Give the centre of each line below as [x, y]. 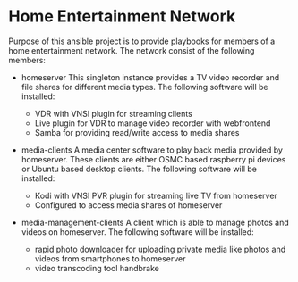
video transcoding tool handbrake [97, 268]
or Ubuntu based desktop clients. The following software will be [139, 169]
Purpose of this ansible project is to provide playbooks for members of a [142, 41]
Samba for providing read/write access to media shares [137, 132]
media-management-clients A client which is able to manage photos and [155, 222]
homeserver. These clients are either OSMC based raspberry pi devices [153, 159]
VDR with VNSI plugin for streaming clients [114, 113]
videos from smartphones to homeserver [110, 258]
